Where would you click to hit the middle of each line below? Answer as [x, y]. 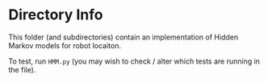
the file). [22, 69]
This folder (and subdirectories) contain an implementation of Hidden [124, 37]
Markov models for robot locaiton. [65, 45]
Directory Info [56, 15]
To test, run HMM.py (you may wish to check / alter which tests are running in [134, 61]
